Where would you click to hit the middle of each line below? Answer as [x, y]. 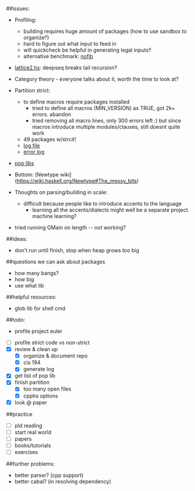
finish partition [32, 382]
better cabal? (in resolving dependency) [63, 481]
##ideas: [17, 239]
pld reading [28, 425]
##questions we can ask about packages [56, 262]
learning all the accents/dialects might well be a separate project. [111, 210]
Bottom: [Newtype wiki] [43, 175]
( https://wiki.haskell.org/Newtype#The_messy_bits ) [76, 181]
